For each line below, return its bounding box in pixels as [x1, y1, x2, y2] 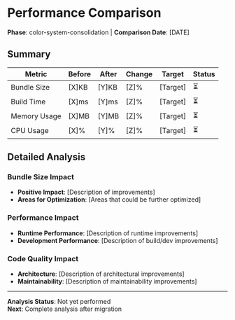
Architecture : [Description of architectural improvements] [17, 270, 185, 278]
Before [68, 69, 92, 78]
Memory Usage [10, 111, 62, 121]
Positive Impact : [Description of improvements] [17, 188, 155, 197]
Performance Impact [7, 213, 79, 223]
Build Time [10, 97, 46, 106]
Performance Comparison [7, 5, 162, 21]
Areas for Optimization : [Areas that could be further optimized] [17, 195, 201, 204]
